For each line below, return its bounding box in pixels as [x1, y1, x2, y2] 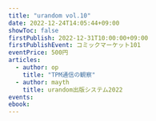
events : [8, 93, 34, 101]
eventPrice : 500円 [8, 49, 69, 57]
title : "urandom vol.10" [8, 11, 91, 20]
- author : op [15, 64, 59, 72]
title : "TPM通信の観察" [22, 71, 96, 79]
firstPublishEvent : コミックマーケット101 [8, 41, 142, 49]
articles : [8, 57, 42, 64]
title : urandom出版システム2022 [22, 85, 123, 94]
